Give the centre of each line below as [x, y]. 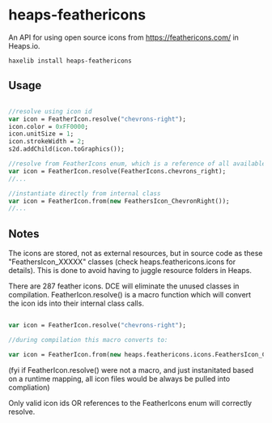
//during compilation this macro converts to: [88, 340]
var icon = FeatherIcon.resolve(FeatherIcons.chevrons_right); [117, 171]
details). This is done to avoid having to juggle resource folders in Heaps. [130, 271]
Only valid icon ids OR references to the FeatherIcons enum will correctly [130, 403]
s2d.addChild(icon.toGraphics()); [67, 149]
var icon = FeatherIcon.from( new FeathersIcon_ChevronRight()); [119, 201]
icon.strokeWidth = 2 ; [47, 142]
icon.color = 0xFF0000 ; [49, 126]
